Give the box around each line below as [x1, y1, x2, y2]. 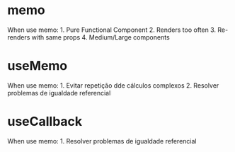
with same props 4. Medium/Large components [31, 33, 170, 41]
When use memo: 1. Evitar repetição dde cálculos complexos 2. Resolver [7, 81, 219, 90]
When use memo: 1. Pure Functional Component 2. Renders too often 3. [7, 25, 217, 34]
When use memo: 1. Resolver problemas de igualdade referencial [7, 136, 197, 145]
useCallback [7, 114, 83, 129]
